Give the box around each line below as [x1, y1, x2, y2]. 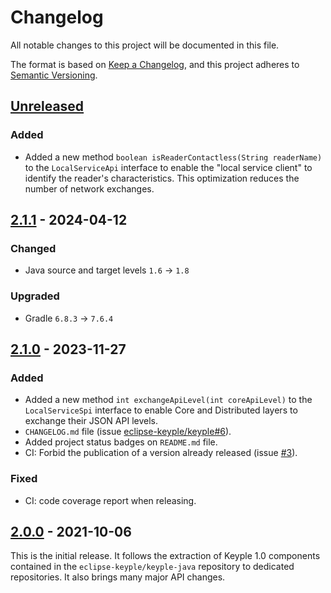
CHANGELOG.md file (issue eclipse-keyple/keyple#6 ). [24, 426, 232, 438]
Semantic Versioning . [10, 69, 98, 81]
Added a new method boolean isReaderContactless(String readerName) [24, 151, 323, 163]
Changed [10, 241, 57, 255]
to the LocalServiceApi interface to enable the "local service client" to [24, 161, 313, 173]
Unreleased [10, 98, 85, 115]
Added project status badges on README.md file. [24, 436, 218, 448]
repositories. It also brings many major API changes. [10, 571, 226, 583]
